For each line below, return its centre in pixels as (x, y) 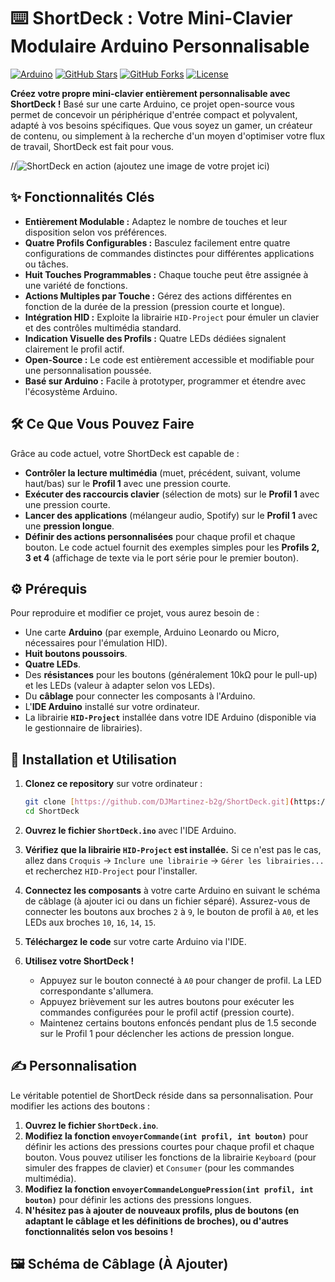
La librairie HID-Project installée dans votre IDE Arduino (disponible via (170, 717)
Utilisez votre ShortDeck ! (79, 961)
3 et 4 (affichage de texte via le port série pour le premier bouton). (161, 557)
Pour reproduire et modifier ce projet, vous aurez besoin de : (135, 613)
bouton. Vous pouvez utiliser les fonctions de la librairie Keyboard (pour (170, 1157)
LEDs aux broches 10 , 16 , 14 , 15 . (90, 922)
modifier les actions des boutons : (80, 1106)
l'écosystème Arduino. (71, 391)
